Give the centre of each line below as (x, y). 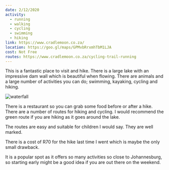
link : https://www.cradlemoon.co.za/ (45, 43)
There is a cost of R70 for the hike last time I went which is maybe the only (82, 142)
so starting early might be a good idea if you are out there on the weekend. (83, 162)
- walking (20, 24)
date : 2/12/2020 (22, 10)
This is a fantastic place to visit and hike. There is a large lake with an (77, 71)
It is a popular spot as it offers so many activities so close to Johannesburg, (84, 157)
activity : (16, 15)
